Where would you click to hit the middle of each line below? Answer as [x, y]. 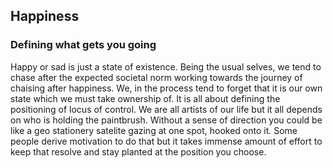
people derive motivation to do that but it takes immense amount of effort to [166, 141]
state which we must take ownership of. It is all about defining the [145, 98]
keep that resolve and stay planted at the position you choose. [138, 151]
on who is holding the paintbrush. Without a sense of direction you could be [166, 120]
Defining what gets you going [83, 45]
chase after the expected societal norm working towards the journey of [156, 77]
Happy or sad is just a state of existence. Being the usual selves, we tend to [166, 66]
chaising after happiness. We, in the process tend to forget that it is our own [166, 88]
